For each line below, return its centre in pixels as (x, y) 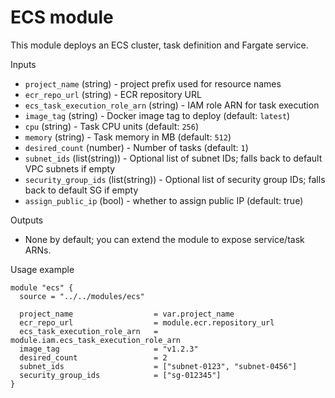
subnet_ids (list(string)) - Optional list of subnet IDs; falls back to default (173, 158)
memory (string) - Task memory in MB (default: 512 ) (128, 137)
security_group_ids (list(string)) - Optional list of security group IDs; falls (175, 179)
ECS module (62, 17)
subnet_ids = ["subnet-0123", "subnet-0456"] (158, 366)
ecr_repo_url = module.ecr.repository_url (147, 322)
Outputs (27, 220)
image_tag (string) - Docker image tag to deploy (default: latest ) (157, 115)
